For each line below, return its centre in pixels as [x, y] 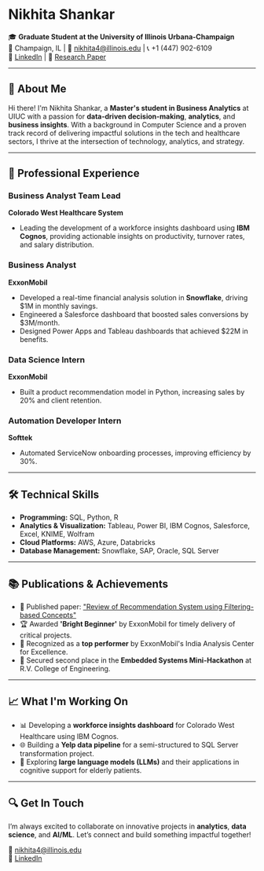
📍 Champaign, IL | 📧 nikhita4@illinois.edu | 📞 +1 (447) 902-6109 [110, 48]
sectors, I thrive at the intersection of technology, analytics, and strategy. [126, 141]
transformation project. [57, 753]
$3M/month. [40, 322]
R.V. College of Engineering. [65, 668]
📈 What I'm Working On [68, 702]
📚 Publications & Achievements [88, 584]
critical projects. [46, 635]
